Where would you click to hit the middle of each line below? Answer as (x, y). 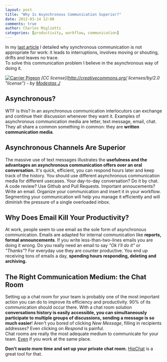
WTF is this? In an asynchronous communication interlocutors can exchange (84, 111)
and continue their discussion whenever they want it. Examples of (73, 116)
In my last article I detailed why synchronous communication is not (74, 47)
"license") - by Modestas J (33, 83)
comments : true (21, 24)
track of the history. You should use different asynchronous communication (83, 175)
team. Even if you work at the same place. (48, 339)
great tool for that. (24, 354)
